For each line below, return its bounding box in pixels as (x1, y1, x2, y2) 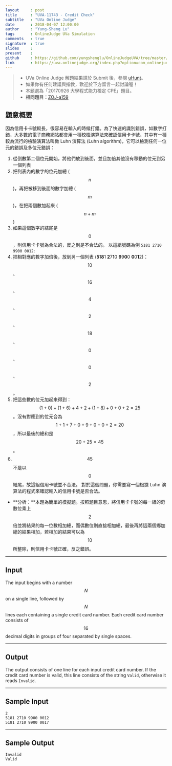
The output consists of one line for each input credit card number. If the (5, 666, 156, 672)
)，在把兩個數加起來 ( (12, 203, 58, 209)
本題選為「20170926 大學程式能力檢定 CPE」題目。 (25, 88, 135, 94)
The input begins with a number (5, 579, 73, 586)
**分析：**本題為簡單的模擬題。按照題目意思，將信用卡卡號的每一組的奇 (12, 499, 165, 505)
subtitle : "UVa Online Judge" (5, 17, 77, 22)
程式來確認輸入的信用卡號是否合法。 (26, 488, 103, 494)
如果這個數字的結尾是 (12, 225, 58, 231)
